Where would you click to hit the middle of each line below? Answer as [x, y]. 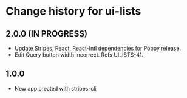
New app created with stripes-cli [55, 88]
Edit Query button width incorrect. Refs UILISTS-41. [79, 55]
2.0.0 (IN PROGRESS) [46, 34]
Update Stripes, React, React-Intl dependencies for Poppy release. [98, 48]
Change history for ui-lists [73, 11]
